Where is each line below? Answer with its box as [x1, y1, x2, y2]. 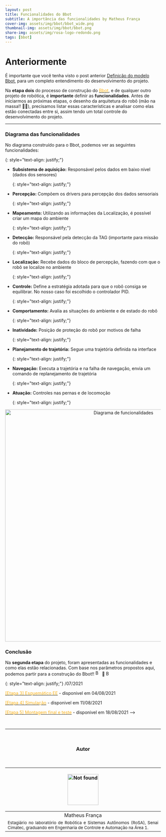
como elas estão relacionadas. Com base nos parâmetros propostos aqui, [5, 665, 156, 671]
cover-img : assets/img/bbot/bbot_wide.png [5, 21, 94, 26]
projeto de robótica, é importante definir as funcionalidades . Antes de [5, 93, 150, 99]
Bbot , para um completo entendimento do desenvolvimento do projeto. [5, 78, 149, 84]
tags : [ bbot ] [5, 35, 32, 40]
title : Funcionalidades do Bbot [5, 12, 72, 17]
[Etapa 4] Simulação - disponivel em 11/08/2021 [5, 700, 102, 706]
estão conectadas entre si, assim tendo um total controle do [5, 108, 127, 114]
